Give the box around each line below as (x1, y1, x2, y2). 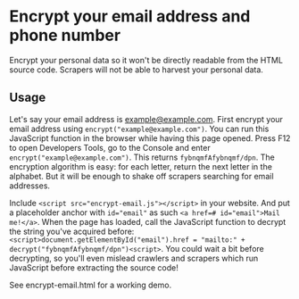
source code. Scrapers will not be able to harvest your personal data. (9, 64, 263, 75)
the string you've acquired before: (9, 226, 135, 237)
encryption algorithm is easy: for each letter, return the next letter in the (9, 161, 272, 171)
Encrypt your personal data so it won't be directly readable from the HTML (9, 54, 284, 65)
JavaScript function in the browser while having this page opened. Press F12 (9, 132, 291, 144)
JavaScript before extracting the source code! (9, 262, 179, 273)
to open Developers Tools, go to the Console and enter (9, 142, 212, 153)
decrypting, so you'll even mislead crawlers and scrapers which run (9, 253, 259, 263)
